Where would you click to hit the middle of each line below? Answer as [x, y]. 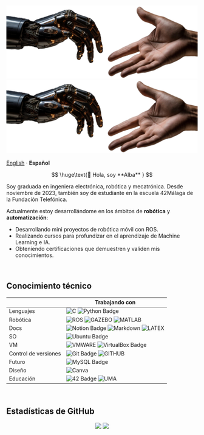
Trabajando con [115, 303]
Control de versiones [35, 353]
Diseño [18, 371]
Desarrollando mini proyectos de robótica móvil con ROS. [87, 229]
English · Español [28, 163]
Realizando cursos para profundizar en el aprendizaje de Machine [97, 236]
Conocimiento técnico [49, 286]
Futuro [17, 361]
